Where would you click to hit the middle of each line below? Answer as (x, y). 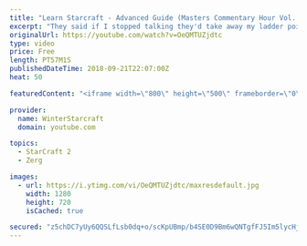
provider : (28, 110)
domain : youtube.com (57, 127)
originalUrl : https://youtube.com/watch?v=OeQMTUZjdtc (116, 35)
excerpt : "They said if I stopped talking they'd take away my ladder (147, 26)
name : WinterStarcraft (61, 118)
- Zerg (30, 160)
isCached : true (55, 210)
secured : (26, 227)
